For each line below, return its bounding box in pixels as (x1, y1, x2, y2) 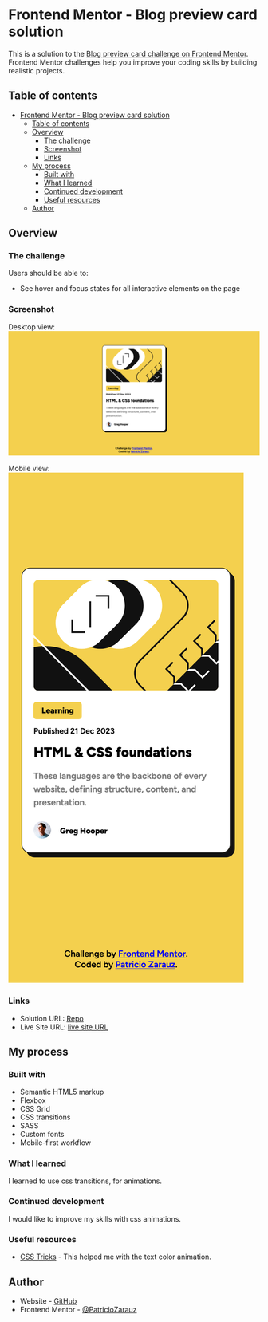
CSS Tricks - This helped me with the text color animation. (19, 1252, 211, 1261)
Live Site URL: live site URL (19, 1022, 109, 1032)
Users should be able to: (8, 269, 89, 278)
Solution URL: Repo (19, 1013, 84, 1023)
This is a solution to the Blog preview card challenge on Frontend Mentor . (8, 49, 249, 58)
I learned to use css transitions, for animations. (8, 1176, 162, 1186)
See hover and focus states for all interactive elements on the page (19, 284, 241, 293)
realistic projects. (8, 65, 65, 75)
